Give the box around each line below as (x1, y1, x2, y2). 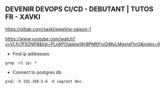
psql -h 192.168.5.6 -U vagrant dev (5, 78, 81, 84)
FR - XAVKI (5, 13, 41, 21)
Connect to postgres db (12, 69, 61, 75)
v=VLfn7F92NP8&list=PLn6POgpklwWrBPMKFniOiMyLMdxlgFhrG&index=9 (5, 41, 160, 47)
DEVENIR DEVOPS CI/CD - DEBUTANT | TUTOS (5, 5, 153, 13)
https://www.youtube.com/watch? (5, 35, 75, 41)
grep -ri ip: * (5, 60, 37, 65)
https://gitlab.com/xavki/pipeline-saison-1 (5, 26, 91, 32)
